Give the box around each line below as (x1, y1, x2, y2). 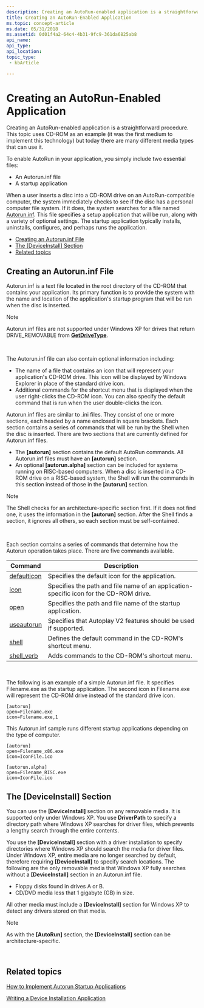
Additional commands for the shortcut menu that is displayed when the (15, 386, 193, 393)
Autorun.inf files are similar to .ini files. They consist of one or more (6, 411, 175, 418)
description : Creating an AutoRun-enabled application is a (6, 9, 162, 15)
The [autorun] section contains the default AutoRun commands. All (15, 449, 184, 456)
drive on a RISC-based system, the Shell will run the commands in (29, 474, 194, 482)
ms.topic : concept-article (6, 20, 75, 26)
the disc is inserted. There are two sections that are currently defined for (6, 431, 188, 438)
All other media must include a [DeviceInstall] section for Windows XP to (6, 901, 189, 908)
